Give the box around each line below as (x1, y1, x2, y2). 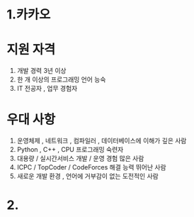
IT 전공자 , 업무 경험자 (16, 84, 78, 93)
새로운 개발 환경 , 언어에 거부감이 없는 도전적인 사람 (16, 172, 159, 181)
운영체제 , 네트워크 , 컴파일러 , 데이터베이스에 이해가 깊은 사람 (16, 136, 187, 145)
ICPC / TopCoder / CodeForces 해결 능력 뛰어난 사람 (16, 163, 167, 172)
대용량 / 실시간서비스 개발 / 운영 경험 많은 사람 (16, 154, 144, 163)
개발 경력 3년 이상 (16, 67, 67, 75)
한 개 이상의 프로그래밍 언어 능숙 (16, 75, 106, 84)
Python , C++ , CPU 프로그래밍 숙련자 (16, 145, 124, 154)
